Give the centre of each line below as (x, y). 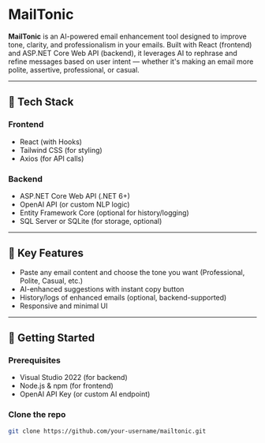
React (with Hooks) (51, 141)
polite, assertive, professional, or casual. (74, 69)
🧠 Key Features (46, 253)
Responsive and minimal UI (63, 306)
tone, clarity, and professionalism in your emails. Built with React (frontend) (130, 44)
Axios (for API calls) (52, 158)
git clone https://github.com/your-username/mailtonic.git (107, 431)
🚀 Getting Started (52, 338)
